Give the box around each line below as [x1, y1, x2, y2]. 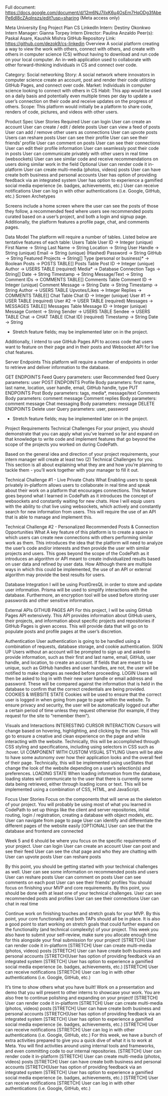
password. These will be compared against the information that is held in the [5, 681, 163, 686]
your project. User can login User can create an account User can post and [5, 843, 160, 849]
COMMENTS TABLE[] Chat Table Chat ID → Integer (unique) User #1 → [5, 293, 151, 298]
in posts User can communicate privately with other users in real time [5, 150, 148, 156]
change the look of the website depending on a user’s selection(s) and [5, 765, 150, 771]
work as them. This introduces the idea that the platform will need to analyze [5, 540, 163, 545]
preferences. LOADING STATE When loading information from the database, [5, 771, 161, 776]
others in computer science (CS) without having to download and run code [5, 51, 159, 57]
